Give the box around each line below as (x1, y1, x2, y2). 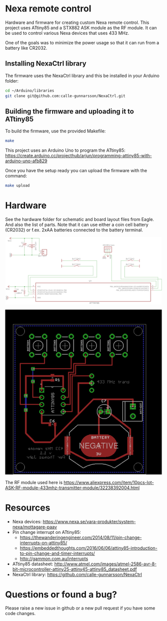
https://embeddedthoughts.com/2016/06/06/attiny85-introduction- (19, 545, 158, 551)
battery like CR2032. (5, 45, 48, 51)
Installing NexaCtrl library (5, 59, 86, 68)
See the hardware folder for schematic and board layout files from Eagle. (5, 216, 154, 222)
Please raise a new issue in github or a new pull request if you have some (5, 605, 156, 611)
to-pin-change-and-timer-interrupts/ (19, 550, 95, 556)
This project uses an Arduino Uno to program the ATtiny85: (5, 147, 126, 153)
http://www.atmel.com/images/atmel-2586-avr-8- (54, 561, 157, 567)
